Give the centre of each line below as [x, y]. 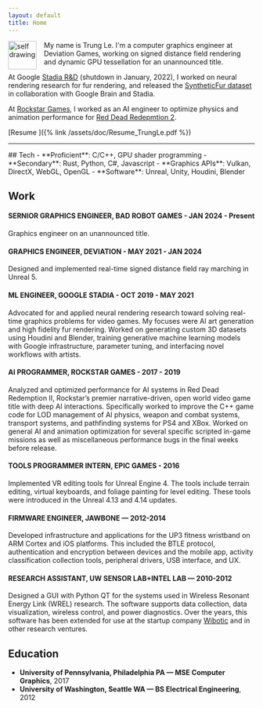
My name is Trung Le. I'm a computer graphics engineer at [139, 45]
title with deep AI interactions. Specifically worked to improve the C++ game [131, 406]
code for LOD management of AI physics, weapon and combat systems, [124, 414]
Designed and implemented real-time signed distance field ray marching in [128, 269]
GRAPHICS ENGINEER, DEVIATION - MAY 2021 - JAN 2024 [105, 251]
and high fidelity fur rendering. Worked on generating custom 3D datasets [127, 329]
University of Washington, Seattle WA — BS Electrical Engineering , [130, 689]
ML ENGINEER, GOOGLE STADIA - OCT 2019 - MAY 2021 [101, 295]
